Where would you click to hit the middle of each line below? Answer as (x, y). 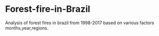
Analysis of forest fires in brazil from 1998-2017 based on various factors (80, 23)
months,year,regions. (27, 28)
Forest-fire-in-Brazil (48, 9)
